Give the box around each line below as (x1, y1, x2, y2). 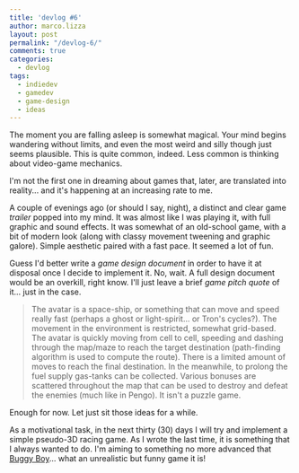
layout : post (9, 30, 58, 39)
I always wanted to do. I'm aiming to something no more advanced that (9, 443, 272, 454)
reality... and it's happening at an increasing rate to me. (9, 185, 213, 196)
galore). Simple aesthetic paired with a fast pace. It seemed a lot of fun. (9, 241, 274, 251)
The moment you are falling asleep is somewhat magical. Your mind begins (9, 129, 287, 140)
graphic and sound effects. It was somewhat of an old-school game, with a (9, 222, 286, 232)
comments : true (9, 47, 66, 56)
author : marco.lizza (9, 22, 87, 31)
